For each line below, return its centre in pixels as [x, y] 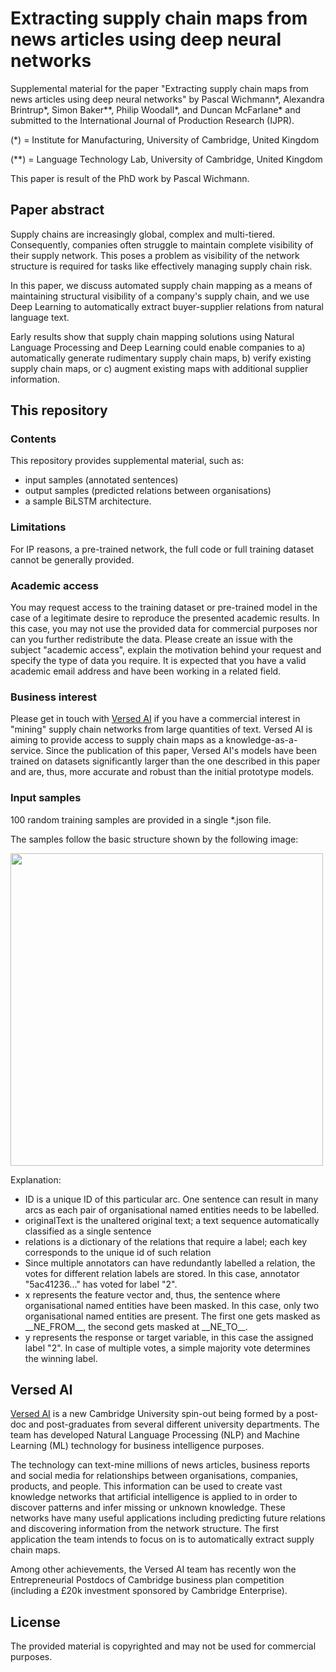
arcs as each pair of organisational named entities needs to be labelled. [172, 1209]
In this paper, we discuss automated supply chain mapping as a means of [161, 285]
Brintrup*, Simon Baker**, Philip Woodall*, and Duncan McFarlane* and [155, 109]
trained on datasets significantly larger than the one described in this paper [165, 761]
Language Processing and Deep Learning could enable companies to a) [158, 347]
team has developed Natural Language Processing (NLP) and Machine [155, 1435]
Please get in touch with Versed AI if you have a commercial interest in [155, 719]
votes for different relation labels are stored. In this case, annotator [162, 1273]
